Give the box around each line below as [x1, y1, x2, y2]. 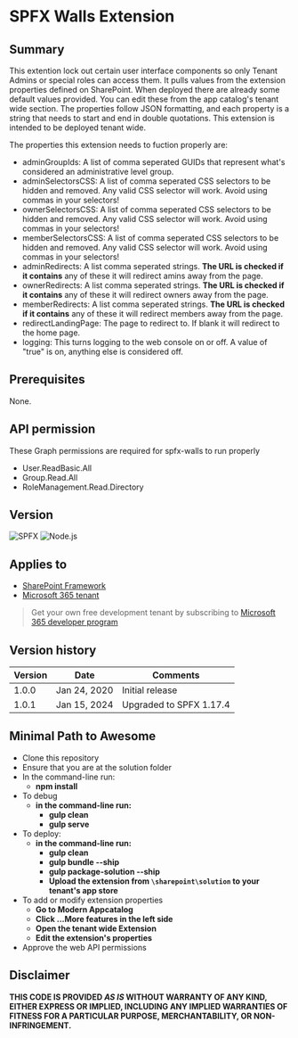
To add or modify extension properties [21, 894, 164, 905]
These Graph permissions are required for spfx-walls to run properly [9, 445, 261, 456]
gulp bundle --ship [48, 856, 120, 867]
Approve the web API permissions [21, 942, 147, 952]
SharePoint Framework [21, 581, 107, 591]
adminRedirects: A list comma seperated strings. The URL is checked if [21, 261, 285, 271]
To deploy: [21, 828, 61, 839]
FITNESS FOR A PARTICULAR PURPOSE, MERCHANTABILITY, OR [9, 1010, 253, 1021]
